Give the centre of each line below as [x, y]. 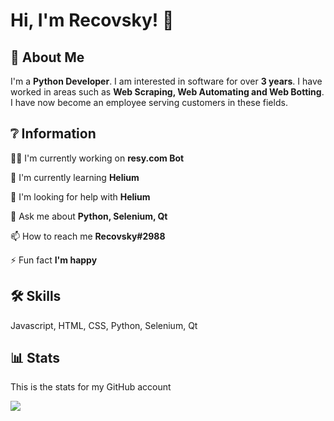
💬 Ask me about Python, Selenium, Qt [89, 216]
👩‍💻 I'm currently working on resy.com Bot [97, 158]
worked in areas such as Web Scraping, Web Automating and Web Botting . [167, 92]
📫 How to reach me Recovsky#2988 [88, 236]
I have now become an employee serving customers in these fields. [149, 102]
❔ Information [53, 134]
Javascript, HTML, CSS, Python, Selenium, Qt [104, 325]
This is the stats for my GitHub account [91, 387]
